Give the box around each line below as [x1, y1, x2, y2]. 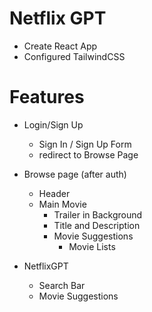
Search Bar [38, 279, 86, 291]
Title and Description [53, 219, 141, 231]
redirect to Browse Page [38, 148, 139, 161]
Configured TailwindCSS [23, 50, 126, 62]
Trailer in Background [53, 208, 143, 221]
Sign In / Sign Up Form [38, 138, 132, 150]
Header [38, 187, 71, 199]
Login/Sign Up [23, 118, 84, 131]
